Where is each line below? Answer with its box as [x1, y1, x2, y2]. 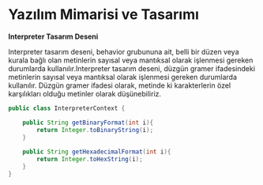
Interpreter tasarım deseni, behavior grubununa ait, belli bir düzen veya [8, 47, 239, 56]
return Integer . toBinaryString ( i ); [36, 126, 154, 134]
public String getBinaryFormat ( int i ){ [22, 119, 154, 126]
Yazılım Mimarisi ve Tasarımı [8, 6, 200, 24]
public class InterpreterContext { [8, 104, 126, 112]
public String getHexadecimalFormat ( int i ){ [22, 148, 171, 156]
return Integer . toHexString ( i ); [36, 156, 144, 164]
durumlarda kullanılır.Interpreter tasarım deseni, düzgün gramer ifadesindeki [8, 63, 255, 73]
